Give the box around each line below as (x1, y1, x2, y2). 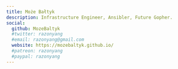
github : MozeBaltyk (11, 25, 61, 32)
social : (6, 20, 26, 26)
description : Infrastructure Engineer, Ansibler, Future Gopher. (6, 14, 173, 20)
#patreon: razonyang (11, 48, 63, 54)
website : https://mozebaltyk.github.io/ (11, 43, 114, 49)
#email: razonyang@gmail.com (11, 37, 85, 43)
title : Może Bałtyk (6, 8, 55, 15)
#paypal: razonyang (11, 53, 61, 59)
